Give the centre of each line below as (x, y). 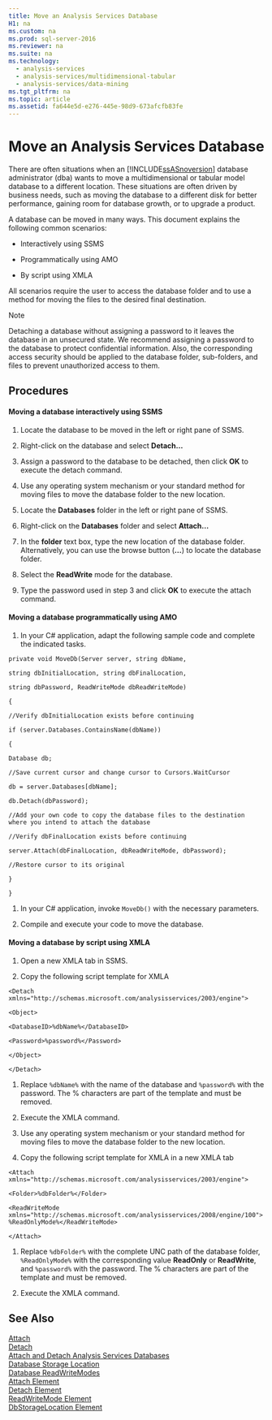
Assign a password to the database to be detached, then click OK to (134, 461)
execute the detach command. (71, 470)
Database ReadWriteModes (54, 1372)
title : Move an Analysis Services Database (83, 16)
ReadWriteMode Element (50, 1398)
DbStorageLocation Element (56, 1407)
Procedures (39, 391)
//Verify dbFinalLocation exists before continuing (97, 836)
